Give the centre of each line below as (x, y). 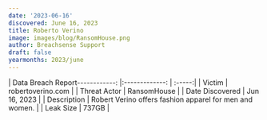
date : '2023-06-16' (41, 15)
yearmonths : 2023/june (46, 60)
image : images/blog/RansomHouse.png (69, 38)
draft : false (30, 52)
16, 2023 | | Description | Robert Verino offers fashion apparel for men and (131, 99)
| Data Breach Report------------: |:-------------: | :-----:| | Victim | (118, 82)
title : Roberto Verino (46, 30)
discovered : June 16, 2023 (53, 23)
